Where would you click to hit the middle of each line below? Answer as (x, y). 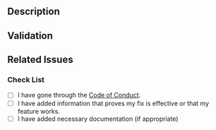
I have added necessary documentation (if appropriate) (98, 119)
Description (34, 12)
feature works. (38, 111)
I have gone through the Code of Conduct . (79, 95)
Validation (30, 36)
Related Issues (40, 60)
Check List (26, 80)
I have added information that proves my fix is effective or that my (113, 103)
